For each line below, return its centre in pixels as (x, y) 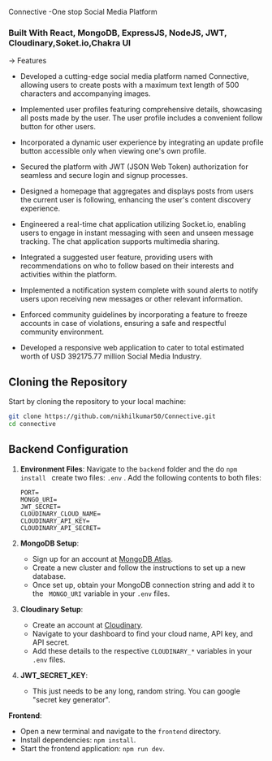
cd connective (32, 424)
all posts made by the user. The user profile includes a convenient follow (141, 118)
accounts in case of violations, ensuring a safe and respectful (123, 324)
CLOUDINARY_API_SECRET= (60, 528)
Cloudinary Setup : (52, 609)
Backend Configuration (68, 449)
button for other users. (58, 127)
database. (49, 576)
